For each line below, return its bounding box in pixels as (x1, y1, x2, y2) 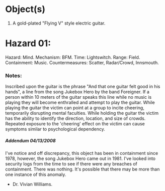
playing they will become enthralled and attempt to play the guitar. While (5, 99, 155, 106)
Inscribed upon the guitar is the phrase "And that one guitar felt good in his (5, 84, 160, 90)
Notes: (5, 72, 22, 79)
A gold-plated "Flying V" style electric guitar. (12, 20, 106, 26)
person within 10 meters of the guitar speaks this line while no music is (5, 94, 152, 100)
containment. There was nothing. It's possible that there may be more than (5, 166, 160, 172)
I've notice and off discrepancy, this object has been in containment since (5, 150, 158, 156)
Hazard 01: (5, 38, 51, 49)
